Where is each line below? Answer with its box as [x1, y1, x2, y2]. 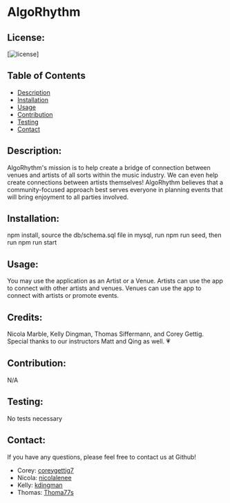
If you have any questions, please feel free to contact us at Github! [7, 453, 197, 461]
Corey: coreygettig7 [17, 466, 74, 474]
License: [7, 32, 45, 44]
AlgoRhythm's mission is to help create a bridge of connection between [7, 163, 211, 171]
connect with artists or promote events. [7, 292, 119, 300]
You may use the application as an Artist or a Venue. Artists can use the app [7, 277, 223, 285]
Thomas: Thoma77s [17, 488, 74, 496]
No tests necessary [7, 414, 63, 422]
